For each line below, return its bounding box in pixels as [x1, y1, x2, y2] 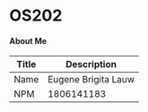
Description [65, 58, 117, 71]
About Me [9, 35, 48, 46]
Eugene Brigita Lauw [48, 73, 135, 86]
